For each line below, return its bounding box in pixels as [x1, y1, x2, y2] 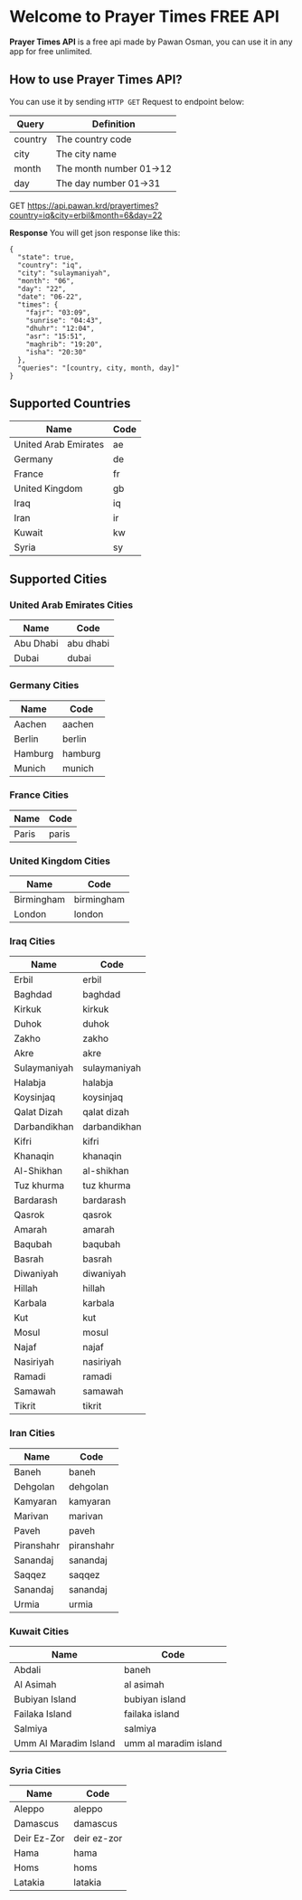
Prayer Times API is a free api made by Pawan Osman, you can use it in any [9, 36, 293, 47]
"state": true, [17, 252, 75, 261]
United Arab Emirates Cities [9, 599, 134, 611]
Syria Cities [9, 1763, 61, 1776]
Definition [91, 118, 136, 130]
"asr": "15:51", [25, 332, 88, 341]
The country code [55, 133, 132, 146]
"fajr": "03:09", [25, 307, 91, 317]
